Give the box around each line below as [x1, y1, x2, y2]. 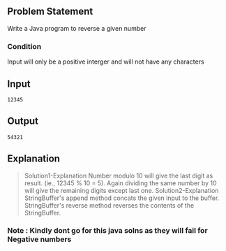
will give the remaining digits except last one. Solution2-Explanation [24, 186, 219, 194]
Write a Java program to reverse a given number [7, 24, 146, 32]
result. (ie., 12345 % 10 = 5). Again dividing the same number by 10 [24, 178, 218, 187]
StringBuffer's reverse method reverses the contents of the [24, 201, 195, 209]
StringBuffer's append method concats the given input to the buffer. [24, 194, 220, 202]
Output [7, 115, 38, 127]
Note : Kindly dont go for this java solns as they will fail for [7, 226, 208, 236]
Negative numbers [7, 234, 72, 244]
